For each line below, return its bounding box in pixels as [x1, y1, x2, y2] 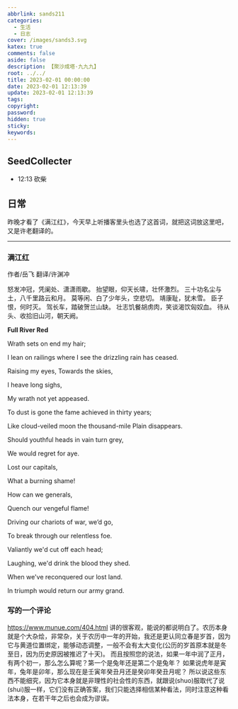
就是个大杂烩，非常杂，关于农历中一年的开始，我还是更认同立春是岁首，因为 [7, 632, 231, 640]
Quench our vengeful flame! [7, 504, 89, 513]
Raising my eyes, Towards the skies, [7, 367, 113, 375]
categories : [7, 17, 42, 24]
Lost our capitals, [7, 463, 58, 472]
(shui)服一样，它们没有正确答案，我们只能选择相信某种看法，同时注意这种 [7, 685, 223, 693]
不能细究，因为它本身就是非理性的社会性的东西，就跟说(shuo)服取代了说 [13, 676, 225, 684]
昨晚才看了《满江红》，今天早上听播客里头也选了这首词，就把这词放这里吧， [7, 217, 228, 226]
